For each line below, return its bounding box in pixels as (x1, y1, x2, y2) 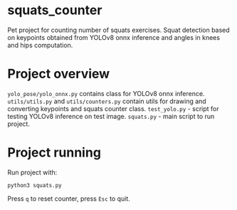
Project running (7, 145, 102, 161)
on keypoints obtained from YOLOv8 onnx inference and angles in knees (7, 33, 221, 41)
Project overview (7, 66, 110, 82)
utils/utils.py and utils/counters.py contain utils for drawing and (7, 97, 206, 105)
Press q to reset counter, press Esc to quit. (7, 194, 130, 203)
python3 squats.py (7, 182, 62, 189)
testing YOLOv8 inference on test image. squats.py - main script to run (7, 112, 215, 120)
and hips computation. (7, 41, 73, 49)
